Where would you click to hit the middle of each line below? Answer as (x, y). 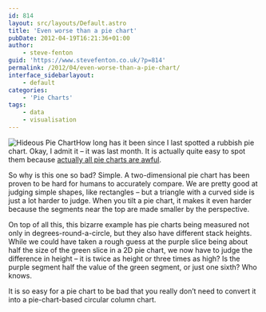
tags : (17, 105)
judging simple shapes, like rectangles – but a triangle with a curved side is (131, 192)
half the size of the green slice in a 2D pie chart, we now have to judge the (131, 250)
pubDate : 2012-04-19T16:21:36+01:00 (69, 38)
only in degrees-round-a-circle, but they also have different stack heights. (130, 233)
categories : (28, 90)
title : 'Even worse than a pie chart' (73, 30)
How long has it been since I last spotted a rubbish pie (165, 142)
